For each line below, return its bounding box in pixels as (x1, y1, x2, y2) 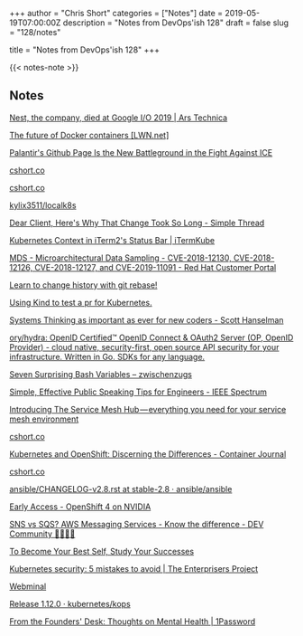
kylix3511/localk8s (9, 199, 77, 211)
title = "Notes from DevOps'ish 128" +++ (9, 44, 161, 55)
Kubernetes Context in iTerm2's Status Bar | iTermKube (9, 234, 216, 245)
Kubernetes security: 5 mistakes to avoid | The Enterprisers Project (9, 563, 259, 574)
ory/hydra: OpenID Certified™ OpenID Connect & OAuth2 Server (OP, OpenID (9, 332, 294, 343)
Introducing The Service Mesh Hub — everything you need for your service (9, 403, 287, 414)
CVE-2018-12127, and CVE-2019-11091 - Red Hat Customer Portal (34, 261, 277, 272)
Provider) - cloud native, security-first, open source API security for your (9, 341, 280, 352)
